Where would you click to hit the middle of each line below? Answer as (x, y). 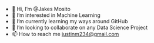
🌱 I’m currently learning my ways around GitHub (70, 21)
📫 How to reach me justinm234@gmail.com (65, 34)
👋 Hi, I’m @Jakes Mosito (41, 9)
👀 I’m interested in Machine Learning (56, 15)
